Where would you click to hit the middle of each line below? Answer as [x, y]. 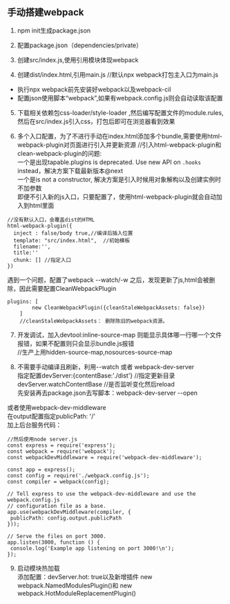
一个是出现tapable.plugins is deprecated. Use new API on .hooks [109, 162]
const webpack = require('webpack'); [61, 451]
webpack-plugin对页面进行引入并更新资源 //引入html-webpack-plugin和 [119, 145]
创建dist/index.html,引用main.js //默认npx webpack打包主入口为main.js [118, 74]
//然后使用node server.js [42, 439]
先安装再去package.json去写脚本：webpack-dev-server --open [107, 393]
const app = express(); [41, 470]
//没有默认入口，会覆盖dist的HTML [51, 220]
